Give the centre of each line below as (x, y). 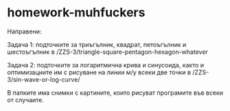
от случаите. (26, 99)
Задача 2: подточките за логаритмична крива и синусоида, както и (106, 65)
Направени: (24, 31)
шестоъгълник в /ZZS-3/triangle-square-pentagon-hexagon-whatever (107, 52)
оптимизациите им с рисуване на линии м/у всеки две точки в (99, 72)
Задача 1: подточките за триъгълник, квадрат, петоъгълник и (97, 44)
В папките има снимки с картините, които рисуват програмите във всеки (115, 93)
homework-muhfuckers (76, 13)
